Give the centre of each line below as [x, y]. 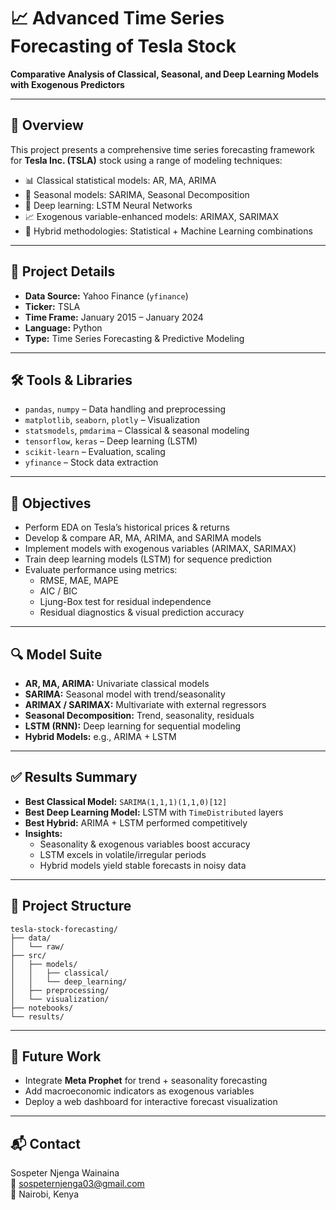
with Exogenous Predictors [67, 84]
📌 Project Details [63, 271]
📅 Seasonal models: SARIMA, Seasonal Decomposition [137, 194]
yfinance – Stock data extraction [91, 462]
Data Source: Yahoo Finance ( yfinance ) [106, 296]
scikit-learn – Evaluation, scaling [95, 452]
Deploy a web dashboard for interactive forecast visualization [151, 1102]
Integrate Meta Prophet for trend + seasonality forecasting [146, 1081]
